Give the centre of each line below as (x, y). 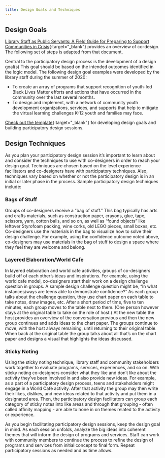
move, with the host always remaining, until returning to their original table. (81, 328)
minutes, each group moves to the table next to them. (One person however (82, 307)
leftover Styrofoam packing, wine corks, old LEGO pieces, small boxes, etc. (81, 226)
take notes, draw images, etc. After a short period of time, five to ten (75, 302)
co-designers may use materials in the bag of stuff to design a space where (82, 242)
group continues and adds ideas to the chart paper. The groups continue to (82, 323)
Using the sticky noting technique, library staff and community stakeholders (82, 362)
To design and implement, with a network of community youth (75, 103)
